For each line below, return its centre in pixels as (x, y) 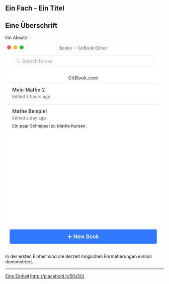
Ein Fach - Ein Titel (35, 8)
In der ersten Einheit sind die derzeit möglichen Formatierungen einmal (78, 256)
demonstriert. (19, 262)
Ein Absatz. (17, 38)
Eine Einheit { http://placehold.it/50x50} (45, 276)
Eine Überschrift (31, 25)
